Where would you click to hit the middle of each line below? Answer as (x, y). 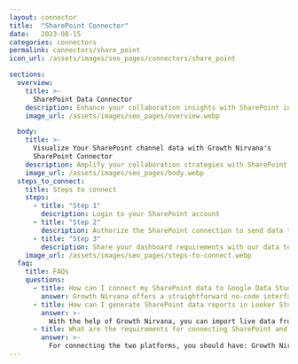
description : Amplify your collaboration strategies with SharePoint (157, 165)
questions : (45, 280)
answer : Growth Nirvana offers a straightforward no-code (150, 296)
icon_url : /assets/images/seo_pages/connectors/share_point (123, 58)
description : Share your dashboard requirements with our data (160, 247)
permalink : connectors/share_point (75, 50)
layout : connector (43, 17)
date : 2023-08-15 (45, 34)
